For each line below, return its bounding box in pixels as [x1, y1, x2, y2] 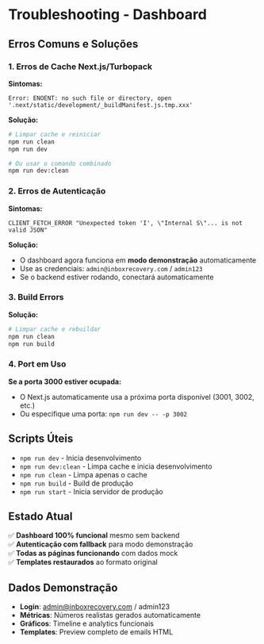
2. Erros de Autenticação [8, 186, 106, 197]
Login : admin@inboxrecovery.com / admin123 [19, 602, 170, 611]
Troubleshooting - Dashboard [8, 6, 208, 24]
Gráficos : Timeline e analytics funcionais [19, 619, 155, 628]
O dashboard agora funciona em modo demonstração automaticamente [19, 255, 257, 265]
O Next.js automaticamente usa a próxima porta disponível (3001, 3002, [19, 392, 255, 401]
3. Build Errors [8, 292, 64, 303]
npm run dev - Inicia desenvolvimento [19, 453, 142, 462]
